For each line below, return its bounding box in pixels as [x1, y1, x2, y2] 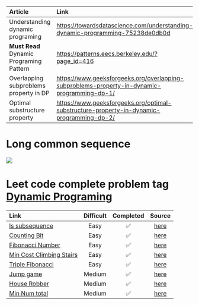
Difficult [83, 211, 107, 219]
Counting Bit [9, 231, 44, 240]
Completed [112, 211, 145, 219]
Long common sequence [6, 137, 131, 151]
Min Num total [9, 289, 49, 297]
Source [150, 211, 171, 219]
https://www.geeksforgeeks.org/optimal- [56, 99, 172, 106]
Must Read [9, 42, 40, 50]
